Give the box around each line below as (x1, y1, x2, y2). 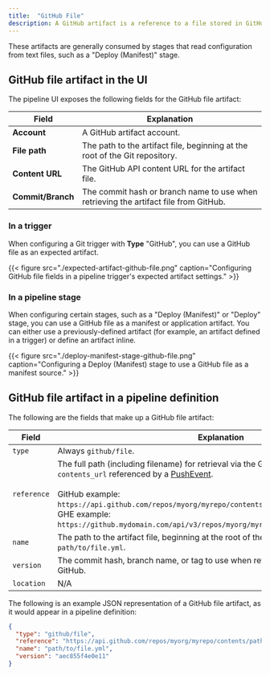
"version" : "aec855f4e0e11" (15, 652, 110, 661)
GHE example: (57, 508, 111, 519)
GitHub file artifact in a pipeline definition (8, 391, 219, 405)
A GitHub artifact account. (81, 127, 181, 138)
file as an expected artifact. (8, 247, 99, 257)
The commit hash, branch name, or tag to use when (57, 554, 252, 566)
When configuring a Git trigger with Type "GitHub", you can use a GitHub (8, 239, 251, 248)
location (12, 579, 46, 587)
